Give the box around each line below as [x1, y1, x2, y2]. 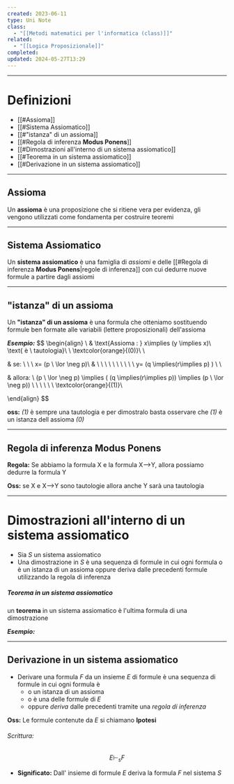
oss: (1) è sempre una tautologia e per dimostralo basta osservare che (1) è [7, 408, 223, 416]
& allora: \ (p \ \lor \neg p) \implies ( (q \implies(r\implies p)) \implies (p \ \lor [7, 373, 224, 382]
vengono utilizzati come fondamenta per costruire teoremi [7, 212, 174, 221]
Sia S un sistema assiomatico [17, 550, 102, 559]
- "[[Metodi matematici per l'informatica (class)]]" [13, 29, 173, 37]
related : [7, 36, 33, 43]
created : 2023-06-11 [7, 10, 68, 17]
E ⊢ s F [109, 753, 125, 763]
